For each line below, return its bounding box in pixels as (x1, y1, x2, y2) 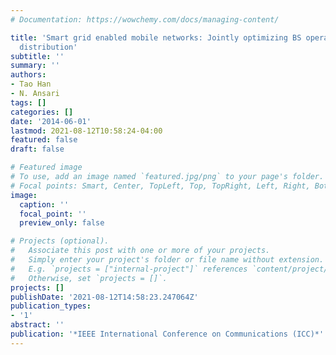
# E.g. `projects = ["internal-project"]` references (10, 264, 248, 274)
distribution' (19, 42, 78, 52)
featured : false (10, 135, 78, 145)
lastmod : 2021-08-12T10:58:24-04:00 (10, 126, 163, 136)
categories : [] (10, 107, 74, 117)
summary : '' (10, 61, 60, 71)
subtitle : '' (10, 51, 65, 61)
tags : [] (10, 97, 47, 108)
